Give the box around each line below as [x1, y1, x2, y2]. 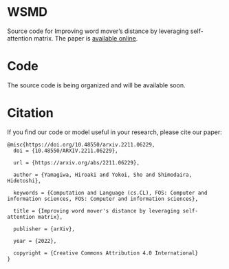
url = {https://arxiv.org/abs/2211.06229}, [13, 159, 140, 166]
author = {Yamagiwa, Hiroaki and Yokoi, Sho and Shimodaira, [13, 171, 193, 178]
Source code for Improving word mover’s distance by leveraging [7, 27, 189, 35]
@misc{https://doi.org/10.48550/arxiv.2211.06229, [7, 141, 155, 148]
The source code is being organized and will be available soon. [7, 80, 186, 89]
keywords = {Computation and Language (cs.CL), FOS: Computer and [13, 189, 208, 196]
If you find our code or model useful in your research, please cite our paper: [7, 128, 222, 136]
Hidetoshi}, [7, 177, 41, 184]
